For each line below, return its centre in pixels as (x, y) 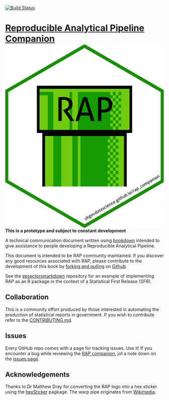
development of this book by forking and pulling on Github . (66, 266)
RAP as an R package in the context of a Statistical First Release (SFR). (78, 281)
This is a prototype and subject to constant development (66, 230)
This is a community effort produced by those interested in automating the (82, 309)
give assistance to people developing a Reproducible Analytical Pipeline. (80, 246)
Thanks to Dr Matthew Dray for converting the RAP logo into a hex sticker (81, 387)
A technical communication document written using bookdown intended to (82, 240)
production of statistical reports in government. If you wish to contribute (80, 314)
